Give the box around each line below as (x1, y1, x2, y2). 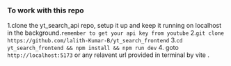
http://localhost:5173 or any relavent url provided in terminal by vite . (7, 51, 210, 59)
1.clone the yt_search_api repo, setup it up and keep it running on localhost (7, 22, 222, 30)
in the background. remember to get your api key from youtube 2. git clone (7, 28, 225, 37)
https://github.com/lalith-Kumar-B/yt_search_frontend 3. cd (7, 36, 183, 44)
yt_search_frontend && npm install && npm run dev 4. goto (7, 44, 179, 52)
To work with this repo (7, 6, 85, 15)
